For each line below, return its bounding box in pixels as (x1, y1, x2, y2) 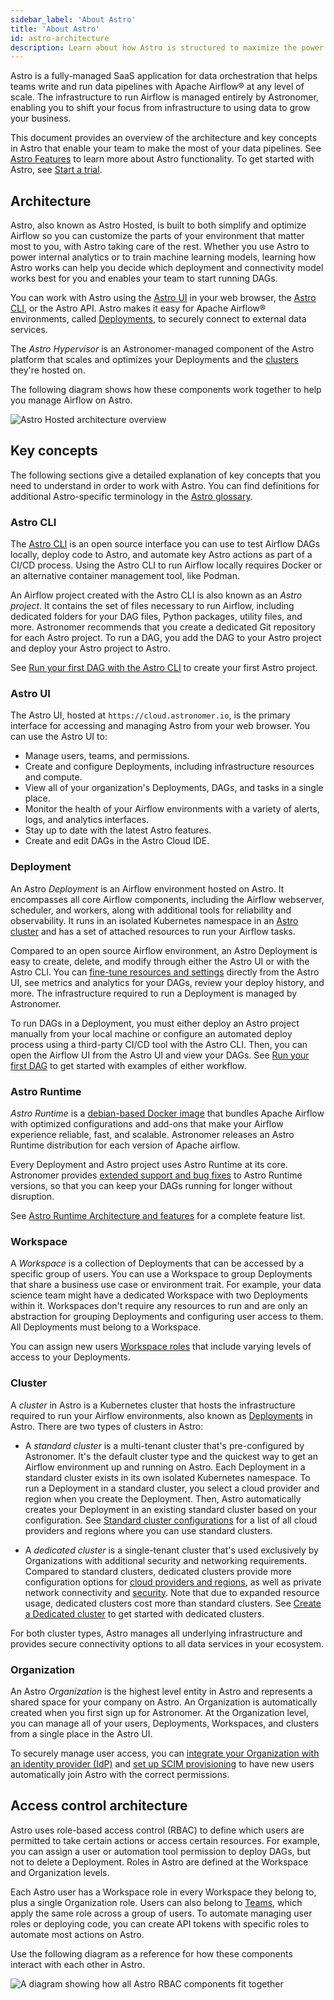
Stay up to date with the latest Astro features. (24, 824, 212, 836)
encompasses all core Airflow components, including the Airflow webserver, (10, 893, 325, 905)
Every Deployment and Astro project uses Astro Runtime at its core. (10, 1159, 288, 1171)
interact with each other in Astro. (10, 1958, 146, 1970)
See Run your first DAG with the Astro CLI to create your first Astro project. (10, 662, 318, 674)
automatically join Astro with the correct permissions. (10, 1768, 230, 1780)
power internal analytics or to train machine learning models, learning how (10, 251, 317, 263)
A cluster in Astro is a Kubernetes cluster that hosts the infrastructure (10, 1399, 296, 1411)
